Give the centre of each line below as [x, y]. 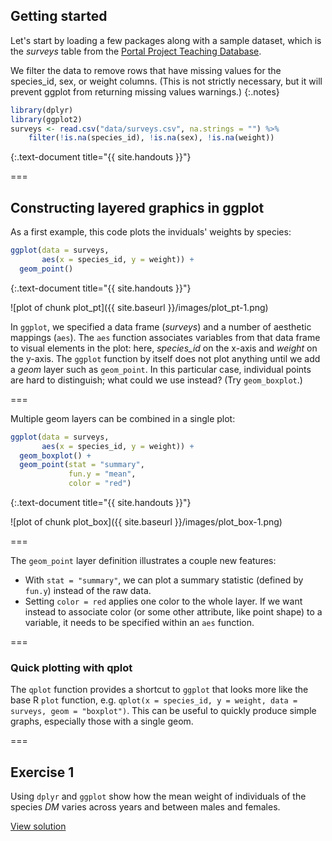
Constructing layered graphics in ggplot [137, 207]
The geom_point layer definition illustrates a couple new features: [143, 560]
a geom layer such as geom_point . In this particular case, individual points [161, 369]
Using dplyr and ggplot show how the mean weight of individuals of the [158, 796]
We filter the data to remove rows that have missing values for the [146, 70]
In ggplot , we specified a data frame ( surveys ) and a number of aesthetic [161, 326]
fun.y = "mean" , [102, 474]
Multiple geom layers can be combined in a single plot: [123, 418]
